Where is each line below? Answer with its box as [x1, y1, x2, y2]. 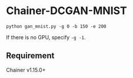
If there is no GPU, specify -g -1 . [6, 33, 87, 40]
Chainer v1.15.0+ [6, 66, 46, 73]
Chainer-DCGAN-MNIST [6, 4, 128, 18]
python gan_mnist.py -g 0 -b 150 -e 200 [6, 23, 107, 29]
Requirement [6, 51, 55, 61]
